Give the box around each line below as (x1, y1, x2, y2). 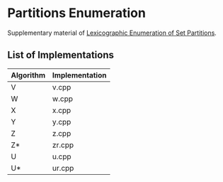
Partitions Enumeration (7, 5, 147, 21)
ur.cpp (52, 163, 74, 173)
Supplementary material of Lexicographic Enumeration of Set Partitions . (7, 28, 217, 37)
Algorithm (11, 70, 46, 80)
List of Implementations (7, 49, 115, 61)
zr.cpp (52, 140, 74, 150)
